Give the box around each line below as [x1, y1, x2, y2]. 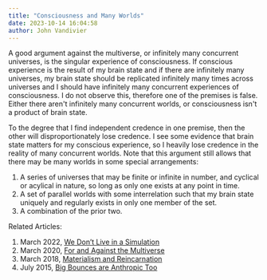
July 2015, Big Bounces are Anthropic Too [19, 262, 158, 272]
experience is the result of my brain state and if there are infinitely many [8, 65, 245, 75]
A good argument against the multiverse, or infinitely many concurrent [8, 49, 239, 58]
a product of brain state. [8, 108, 88, 117]
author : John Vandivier [8, 26, 88, 34]
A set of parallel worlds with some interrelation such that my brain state [19, 189, 254, 199]
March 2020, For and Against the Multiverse [19, 246, 165, 255]
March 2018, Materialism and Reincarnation [19, 254, 163, 264]
